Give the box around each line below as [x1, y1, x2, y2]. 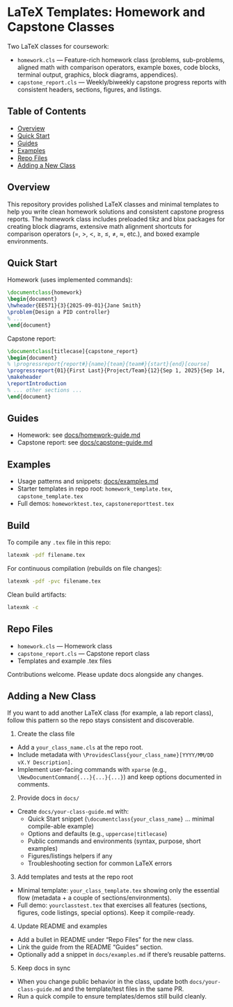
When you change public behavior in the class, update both [17, 978, 188, 986]
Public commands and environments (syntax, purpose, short [27, 837, 202, 845]
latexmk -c [7, 604, 39, 611]
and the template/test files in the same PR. [62, 985, 184, 993]
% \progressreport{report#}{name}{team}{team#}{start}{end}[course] [7, 361, 210, 368]
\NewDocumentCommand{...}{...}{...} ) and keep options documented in [17, 773, 222, 782]
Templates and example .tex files [17, 657, 112, 665]
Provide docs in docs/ [17, 793, 80, 803]
